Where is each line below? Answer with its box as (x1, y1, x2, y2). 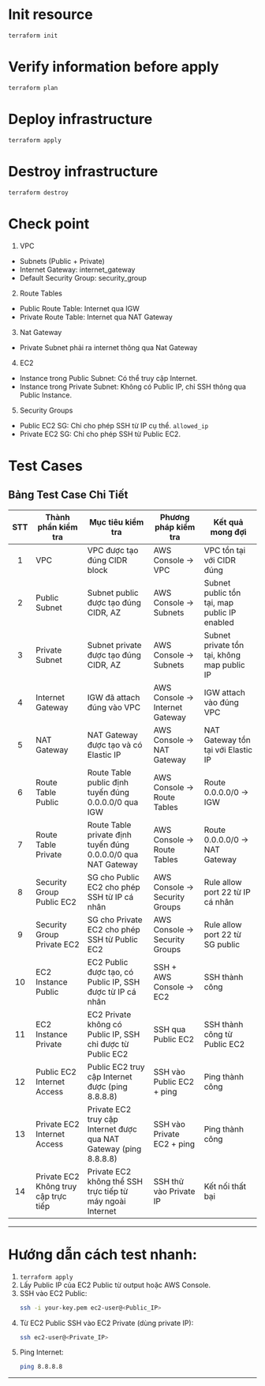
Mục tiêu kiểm (89, 516, 144, 527)
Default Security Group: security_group (19, 273, 147, 282)
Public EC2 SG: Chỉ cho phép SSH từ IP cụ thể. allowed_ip (19, 420, 209, 430)
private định (87, 829, 132, 840)
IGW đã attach (87, 691, 140, 702)
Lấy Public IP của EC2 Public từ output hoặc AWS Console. (19, 1280, 211, 1290)
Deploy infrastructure (8, 111, 153, 128)
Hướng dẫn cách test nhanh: (8, 1245, 197, 1264)
